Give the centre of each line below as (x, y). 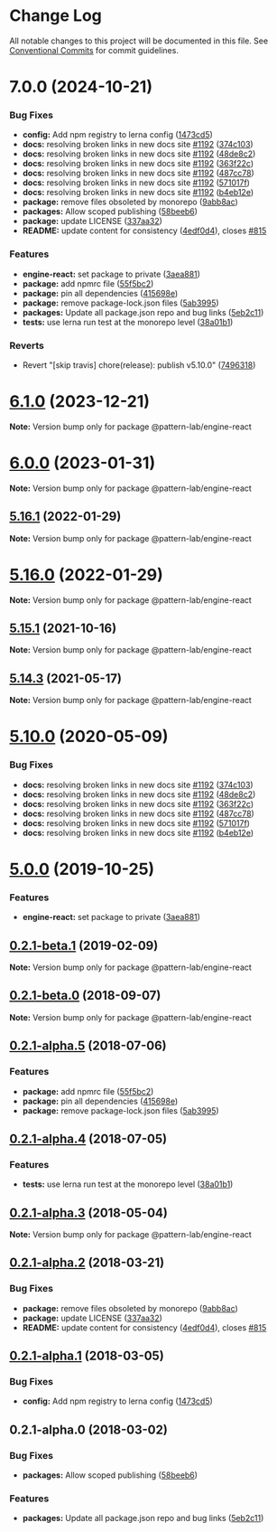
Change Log (55, 16)
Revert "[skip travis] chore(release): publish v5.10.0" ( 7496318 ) (139, 365)
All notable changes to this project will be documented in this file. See (139, 41)
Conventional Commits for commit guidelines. (94, 50)
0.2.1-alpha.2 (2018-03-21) (87, 1263)
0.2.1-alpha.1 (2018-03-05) (87, 1356)
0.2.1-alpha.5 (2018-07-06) (88, 1046)
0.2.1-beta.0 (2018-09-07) (85, 996)
